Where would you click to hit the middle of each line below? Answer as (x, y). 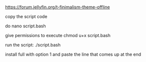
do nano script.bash (25, 26)
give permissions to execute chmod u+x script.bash (58, 35)
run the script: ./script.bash (33, 45)
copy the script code (26, 16)
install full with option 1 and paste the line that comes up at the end (73, 54)
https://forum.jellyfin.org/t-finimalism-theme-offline (58, 7)
